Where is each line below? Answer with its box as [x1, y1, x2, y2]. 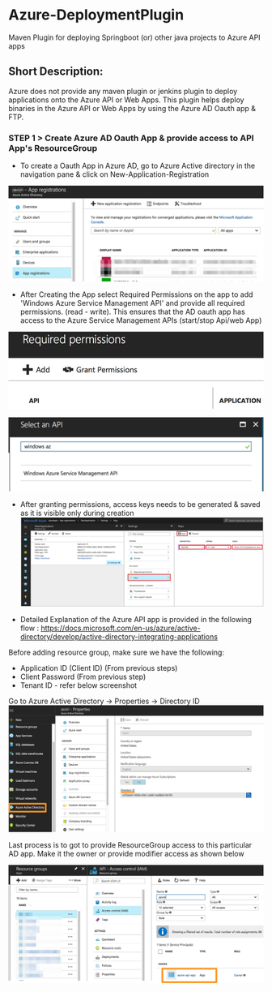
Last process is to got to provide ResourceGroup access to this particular [8, 840, 253, 849]
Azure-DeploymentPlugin [8, 6, 185, 24]
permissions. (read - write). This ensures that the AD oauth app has [19, 307, 245, 317]
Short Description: [8, 65, 104, 79]
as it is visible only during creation [19, 508, 134, 517]
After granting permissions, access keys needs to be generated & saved [19, 499, 261, 509]
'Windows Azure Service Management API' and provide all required [19, 298, 245, 308]
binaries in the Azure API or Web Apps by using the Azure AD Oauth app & [8, 103, 257, 113]
